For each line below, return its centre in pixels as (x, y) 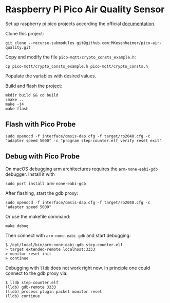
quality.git (18, 47)
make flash (17, 109)
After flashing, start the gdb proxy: (42, 193)
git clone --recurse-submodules (40, 43)
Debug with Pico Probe (43, 157)
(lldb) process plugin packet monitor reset (54, 291)
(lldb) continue (23, 296)
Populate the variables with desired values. (51, 76)
